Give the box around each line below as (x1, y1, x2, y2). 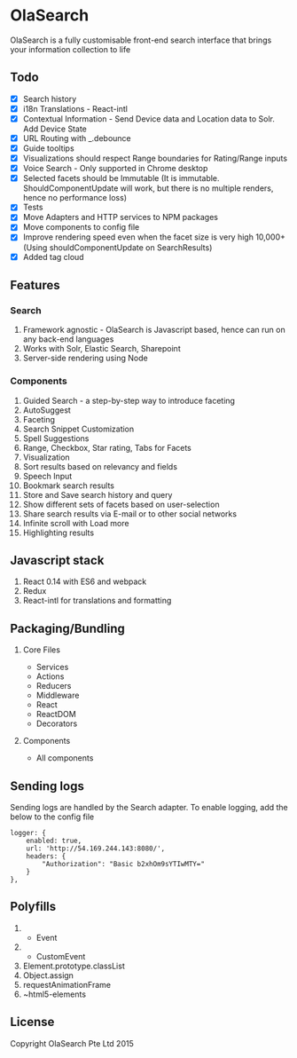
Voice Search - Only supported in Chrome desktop (22, 163, 208, 174)
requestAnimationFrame (22, 979, 112, 990)
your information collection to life (10, 43, 131, 54)
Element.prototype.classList (22, 960, 125, 971)
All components (35, 753, 94, 763)
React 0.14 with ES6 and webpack (22, 576, 147, 587)
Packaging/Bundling (10, 620, 125, 636)
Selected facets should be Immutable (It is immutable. (22, 173, 220, 184)
